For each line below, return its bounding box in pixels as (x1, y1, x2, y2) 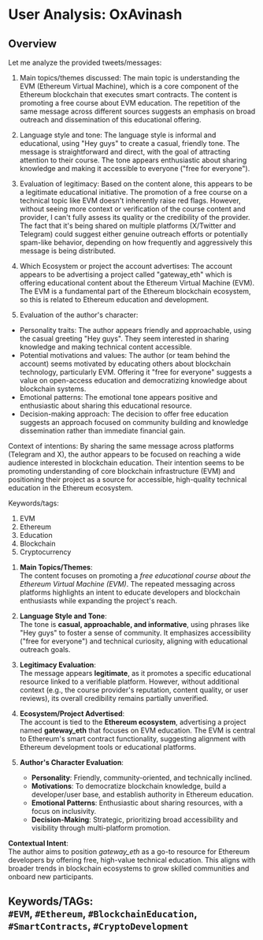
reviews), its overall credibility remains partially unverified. (19, 694, 209, 703)
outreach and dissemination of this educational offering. (19, 115, 202, 124)
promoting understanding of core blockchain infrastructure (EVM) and (8, 467, 235, 476)
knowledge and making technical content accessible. (19, 342, 193, 352)
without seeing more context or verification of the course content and (19, 204, 246, 214)
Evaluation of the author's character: (19, 310, 139, 319)
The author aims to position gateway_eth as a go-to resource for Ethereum (8, 847, 250, 856)
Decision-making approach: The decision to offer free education (19, 409, 229, 419)
